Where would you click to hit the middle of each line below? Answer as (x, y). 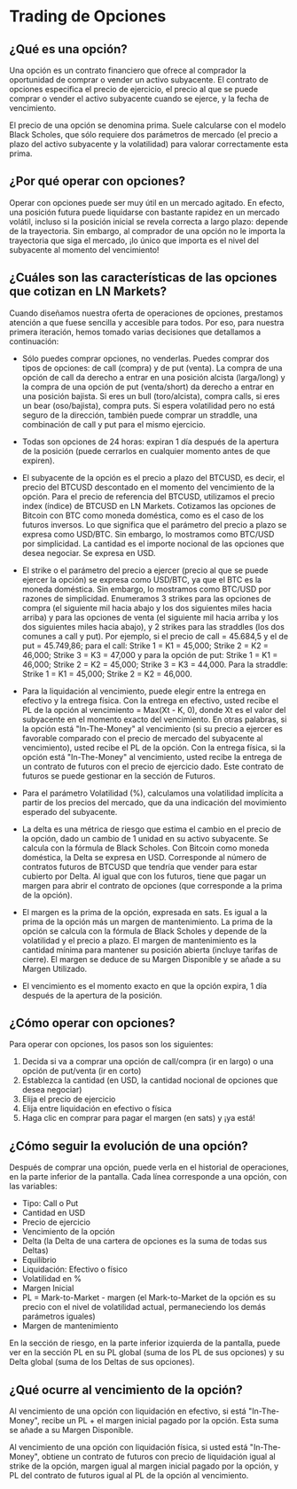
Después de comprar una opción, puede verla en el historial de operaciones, (149, 1167)
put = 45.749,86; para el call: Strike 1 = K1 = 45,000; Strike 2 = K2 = (145, 646)
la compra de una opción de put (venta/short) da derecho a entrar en (148, 387)
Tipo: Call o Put (50, 1203)
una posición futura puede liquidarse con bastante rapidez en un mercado (145, 212)
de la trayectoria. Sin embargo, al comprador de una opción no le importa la (147, 231)
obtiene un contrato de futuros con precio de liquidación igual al (159, 1457)
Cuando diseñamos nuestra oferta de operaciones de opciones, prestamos (146, 313)
